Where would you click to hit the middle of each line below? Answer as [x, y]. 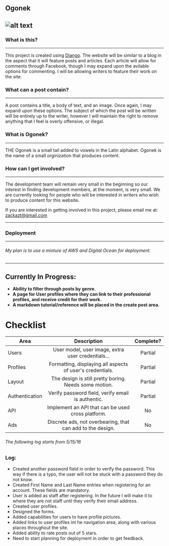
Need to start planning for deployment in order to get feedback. [78, 538]
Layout [16, 382]
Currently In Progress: [41, 277]
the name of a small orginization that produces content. [62, 155]
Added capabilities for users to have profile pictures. [67, 517]
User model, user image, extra [88, 350]
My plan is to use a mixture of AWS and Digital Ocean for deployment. [78, 250]
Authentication [25, 396]
